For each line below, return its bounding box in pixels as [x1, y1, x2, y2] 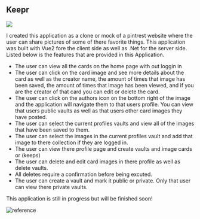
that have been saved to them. [14, 126, 90, 133]
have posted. [14, 113, 47, 120]
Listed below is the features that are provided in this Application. [6, 51, 165, 58]
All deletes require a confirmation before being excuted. [14, 171, 152, 178]
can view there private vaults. [14, 183, 88, 190]
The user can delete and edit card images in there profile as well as [14, 158, 181, 165]
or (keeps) [14, 151, 41, 159]
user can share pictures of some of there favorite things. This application [6, 38, 186, 45]
